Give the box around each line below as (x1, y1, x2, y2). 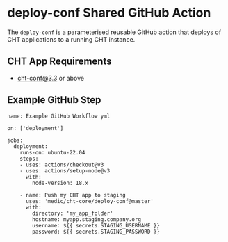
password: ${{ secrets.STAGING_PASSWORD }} (32, 228, 160, 235)
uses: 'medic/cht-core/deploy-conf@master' (25, 197, 154, 204)
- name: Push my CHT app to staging (19, 191, 127, 199)
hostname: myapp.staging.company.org (32, 216, 141, 223)
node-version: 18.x (32, 179, 89, 186)
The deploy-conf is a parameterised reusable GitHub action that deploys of (7, 28, 221, 36)
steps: (19, 155, 39, 162)
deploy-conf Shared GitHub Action (7, 5, 211, 21)
